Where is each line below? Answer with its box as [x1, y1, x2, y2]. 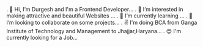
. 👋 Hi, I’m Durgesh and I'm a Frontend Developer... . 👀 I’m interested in [6, 6, 183, 13]
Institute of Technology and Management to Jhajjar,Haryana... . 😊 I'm [6, 28, 182, 34]
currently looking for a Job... [6, 34, 78, 41]
